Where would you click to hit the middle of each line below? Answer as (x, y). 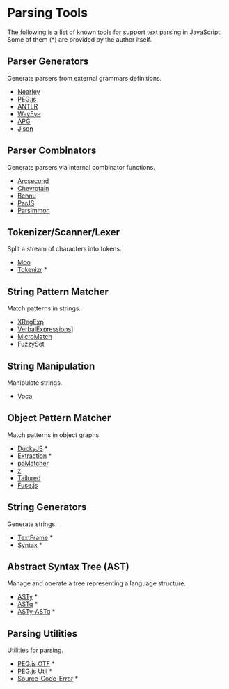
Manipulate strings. (35, 383)
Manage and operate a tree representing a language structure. (97, 583)
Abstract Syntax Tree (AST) (69, 567)
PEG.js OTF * (36, 664)
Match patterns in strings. (44, 308)
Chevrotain (33, 188)
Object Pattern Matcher (59, 418)
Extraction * (34, 456)
